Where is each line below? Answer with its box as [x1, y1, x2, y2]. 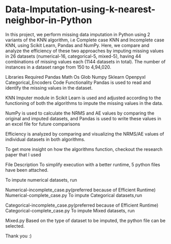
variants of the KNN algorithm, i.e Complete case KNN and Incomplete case [5, 37, 164, 43]
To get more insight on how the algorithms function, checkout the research [5, 146, 163, 152]
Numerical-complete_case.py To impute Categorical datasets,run [5, 192, 142, 198]
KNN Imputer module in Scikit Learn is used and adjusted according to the [5, 95, 161, 101]
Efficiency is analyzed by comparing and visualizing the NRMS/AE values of [5, 130, 164, 137]
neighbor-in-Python [5, 14, 92, 26]
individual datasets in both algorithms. [5, 136, 86, 142]
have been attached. [5, 167, 48, 173]
